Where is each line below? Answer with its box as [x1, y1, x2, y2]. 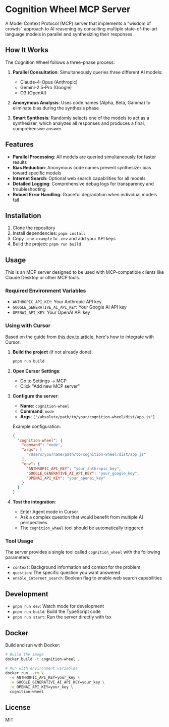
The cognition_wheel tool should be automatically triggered [20, 525, 144, 531]
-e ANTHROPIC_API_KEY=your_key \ [10, 675, 80, 680]
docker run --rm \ [5, 670, 44, 675]
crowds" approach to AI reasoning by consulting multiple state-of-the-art [5, 25, 157, 31]
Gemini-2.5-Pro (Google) [20, 84, 72, 90]
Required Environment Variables [5, 287, 86, 295]
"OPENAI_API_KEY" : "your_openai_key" [26, 476, 106, 481]
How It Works [5, 46, 49, 54]
